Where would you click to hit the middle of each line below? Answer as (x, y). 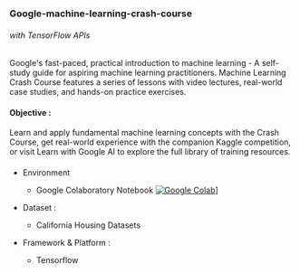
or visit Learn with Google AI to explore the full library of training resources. (150, 152)
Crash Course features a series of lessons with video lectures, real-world (146, 82)
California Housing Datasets (88, 225)
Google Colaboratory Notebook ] (127, 190)
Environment (46, 172)
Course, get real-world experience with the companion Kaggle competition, (150, 142)
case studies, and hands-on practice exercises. (98, 92)
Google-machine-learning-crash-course (101, 14)
